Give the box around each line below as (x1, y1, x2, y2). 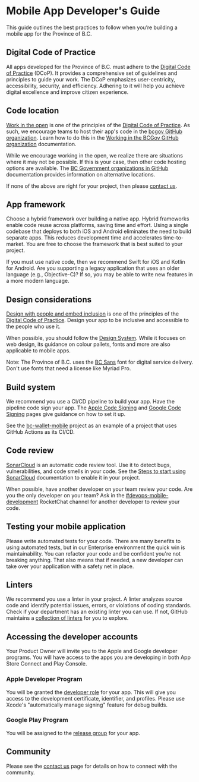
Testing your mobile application (6, 522, 126, 532)
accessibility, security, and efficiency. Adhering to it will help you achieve (6, 82, 185, 89)
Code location (6, 106, 59, 116)
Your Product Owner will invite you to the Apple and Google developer (6, 648, 178, 655)
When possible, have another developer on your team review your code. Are (6, 485, 193, 493)
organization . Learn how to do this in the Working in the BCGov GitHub (6, 134, 179, 141)
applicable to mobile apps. (6, 347, 71, 354)
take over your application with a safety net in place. (6, 563, 134, 570)
